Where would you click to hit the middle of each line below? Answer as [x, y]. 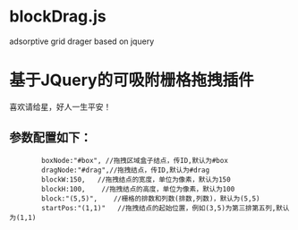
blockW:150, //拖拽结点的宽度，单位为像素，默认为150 [136, 179]
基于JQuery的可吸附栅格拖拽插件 [132, 80]
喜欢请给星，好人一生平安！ [60, 106]
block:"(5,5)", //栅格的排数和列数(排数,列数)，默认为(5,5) [151, 199]
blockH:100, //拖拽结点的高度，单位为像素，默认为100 [138, 189]
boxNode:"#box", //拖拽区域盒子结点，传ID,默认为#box [135, 160]
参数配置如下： [51, 137]
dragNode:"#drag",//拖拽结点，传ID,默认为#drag [126, 170]
